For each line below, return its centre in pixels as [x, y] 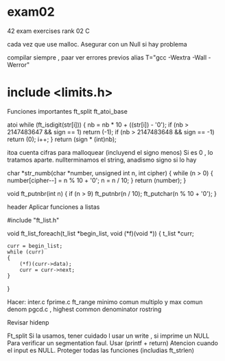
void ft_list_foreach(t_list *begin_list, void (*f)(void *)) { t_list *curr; [100, 233]
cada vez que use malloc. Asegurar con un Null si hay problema [97, 44]
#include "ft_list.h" [33, 220]
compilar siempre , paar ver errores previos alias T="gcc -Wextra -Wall [107, 57]
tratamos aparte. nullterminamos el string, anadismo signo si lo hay [102, 160]
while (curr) [26, 252]
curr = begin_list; [35, 246]
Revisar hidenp [28, 322]
